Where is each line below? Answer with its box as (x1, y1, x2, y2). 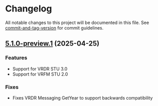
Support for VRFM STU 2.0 (12, 71, 68, 77)
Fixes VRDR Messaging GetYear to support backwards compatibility (12, 94, 153, 100)
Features (5, 54, 28, 61)
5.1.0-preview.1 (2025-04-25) (5, 39, 99, 48)
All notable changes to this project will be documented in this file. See (5, 19, 149, 25)
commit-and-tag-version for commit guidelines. (5, 24, 104, 30)
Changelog (5, 3, 52, 14)
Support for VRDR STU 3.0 (12, 65, 68, 71)
